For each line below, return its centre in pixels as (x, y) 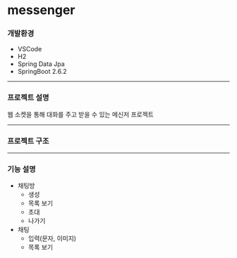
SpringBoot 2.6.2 (42, 72)
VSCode (30, 49)
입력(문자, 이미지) (52, 238)
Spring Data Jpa (41, 64)
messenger (41, 10)
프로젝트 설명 (28, 98)
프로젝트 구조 (28, 141)
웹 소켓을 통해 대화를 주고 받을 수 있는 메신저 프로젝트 (80, 114)
